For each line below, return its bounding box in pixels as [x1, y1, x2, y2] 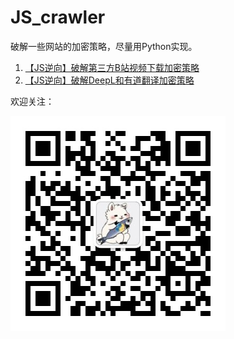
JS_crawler [10, 6, 106, 29]
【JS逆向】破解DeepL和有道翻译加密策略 [24, 74, 195, 86]
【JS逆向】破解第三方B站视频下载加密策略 [24, 61, 200, 73]
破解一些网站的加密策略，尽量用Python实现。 [10, 40, 198, 52]
